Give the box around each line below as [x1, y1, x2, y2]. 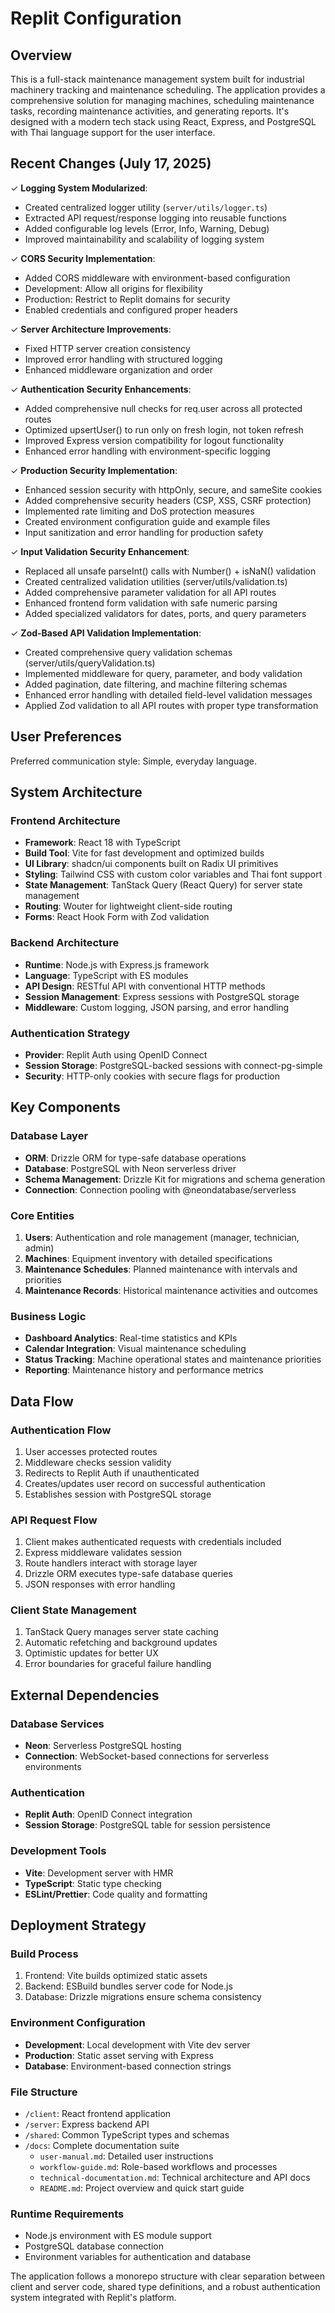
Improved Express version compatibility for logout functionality [24, 434, 285, 446]
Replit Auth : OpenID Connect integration [24, 1808, 193, 1821]
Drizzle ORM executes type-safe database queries [24, 1568, 233, 1580]
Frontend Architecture [10, 813, 121, 827]
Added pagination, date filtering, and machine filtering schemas [24, 678, 288, 690]
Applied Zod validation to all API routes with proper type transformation [24, 699, 319, 711]
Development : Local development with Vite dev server [24, 2038, 251, 2051]
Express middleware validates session [24, 1547, 183, 1559]
